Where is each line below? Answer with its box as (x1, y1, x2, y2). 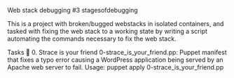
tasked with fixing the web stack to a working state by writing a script (7, 27, 208, 35)
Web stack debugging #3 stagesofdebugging (7, 6, 138, 14)
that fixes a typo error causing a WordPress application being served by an (7, 56, 223, 64)
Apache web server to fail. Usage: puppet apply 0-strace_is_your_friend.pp (7, 63, 224, 71)
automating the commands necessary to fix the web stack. (7, 34, 177, 43)
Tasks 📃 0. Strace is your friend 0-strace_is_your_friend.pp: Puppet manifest (7, 48, 227, 56)
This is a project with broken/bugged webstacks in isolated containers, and (7, 20, 224, 27)
